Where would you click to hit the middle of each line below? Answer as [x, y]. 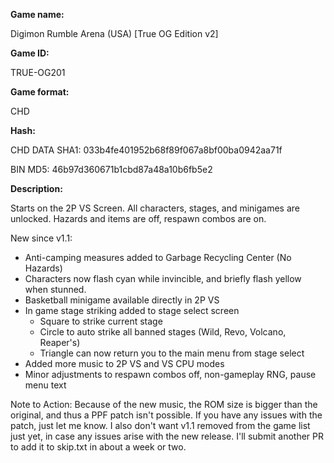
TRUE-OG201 [38, 72]
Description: [36, 188]
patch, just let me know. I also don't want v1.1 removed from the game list [160, 425]
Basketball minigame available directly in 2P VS [122, 300]
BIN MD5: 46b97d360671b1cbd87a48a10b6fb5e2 [111, 169]
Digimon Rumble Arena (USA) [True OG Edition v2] [114, 33]
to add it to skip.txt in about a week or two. [98, 447]
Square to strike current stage [101, 321]
